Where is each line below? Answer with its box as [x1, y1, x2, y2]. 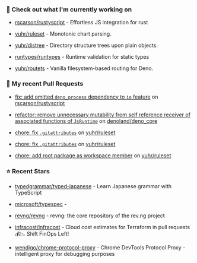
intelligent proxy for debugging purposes [14, 250, 115, 257]
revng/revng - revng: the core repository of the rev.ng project [14, 212, 165, 219]
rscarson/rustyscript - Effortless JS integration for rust [14, 19, 148, 26]
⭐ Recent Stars [6, 167, 50, 175]
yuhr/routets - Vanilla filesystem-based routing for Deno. [14, 65, 154, 72]
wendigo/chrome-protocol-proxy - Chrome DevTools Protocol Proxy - [14, 243, 186, 251]
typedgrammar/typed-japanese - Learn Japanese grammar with [14, 182, 172, 189]
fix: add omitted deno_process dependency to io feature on [14, 93, 158, 100]
